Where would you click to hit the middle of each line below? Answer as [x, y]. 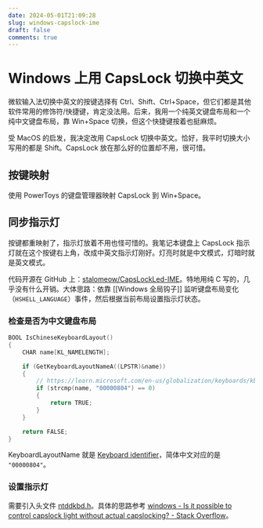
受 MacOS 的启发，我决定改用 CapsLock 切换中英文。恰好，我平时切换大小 [129, 138]
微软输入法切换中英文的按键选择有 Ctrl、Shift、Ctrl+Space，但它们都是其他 [130, 102]
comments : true [33, 37]
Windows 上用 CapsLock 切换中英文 [126, 78]
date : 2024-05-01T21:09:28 [52, 15]
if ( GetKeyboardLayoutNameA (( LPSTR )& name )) [94, 366]
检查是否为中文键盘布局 [52, 321]
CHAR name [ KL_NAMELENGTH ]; [66, 352]
